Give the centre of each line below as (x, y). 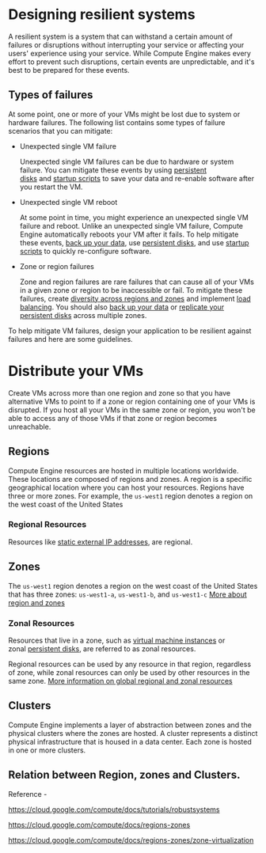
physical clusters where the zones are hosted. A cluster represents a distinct (133, 733)
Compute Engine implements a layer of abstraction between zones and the (130, 725)
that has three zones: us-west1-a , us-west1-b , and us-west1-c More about (127, 594)
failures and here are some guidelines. (70, 339)
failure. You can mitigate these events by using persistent (113, 170)
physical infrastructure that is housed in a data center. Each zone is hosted (130, 741)
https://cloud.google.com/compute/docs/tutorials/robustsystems (114, 809)
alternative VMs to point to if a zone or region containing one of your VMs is (132, 401)
